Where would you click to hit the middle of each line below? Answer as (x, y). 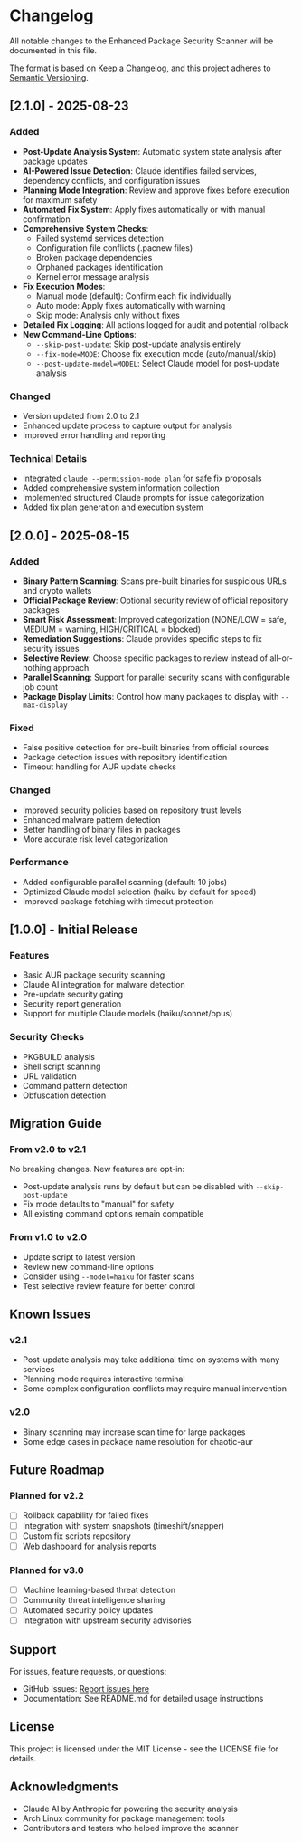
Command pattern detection (75, 1085)
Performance (39, 863)
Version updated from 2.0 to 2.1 (81, 415)
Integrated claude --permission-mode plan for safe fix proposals (142, 478)
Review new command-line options (88, 1266)
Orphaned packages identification (99, 267)
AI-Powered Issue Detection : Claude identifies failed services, (140, 171)
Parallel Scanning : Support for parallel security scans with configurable (156, 677)
